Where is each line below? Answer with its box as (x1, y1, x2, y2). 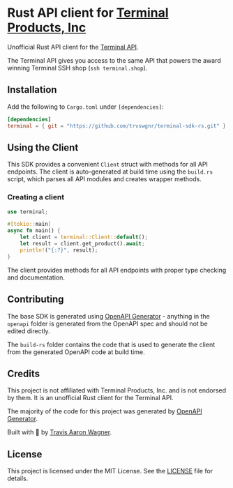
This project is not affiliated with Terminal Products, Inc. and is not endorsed (7, 386, 227, 395)
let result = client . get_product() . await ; (20, 241, 145, 247)
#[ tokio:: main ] (7, 221, 52, 228)
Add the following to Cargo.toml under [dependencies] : (7, 102, 164, 111)
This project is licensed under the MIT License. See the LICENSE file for (7, 467, 213, 475)
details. (7, 474, 29, 482)
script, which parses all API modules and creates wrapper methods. (7, 175, 202, 183)
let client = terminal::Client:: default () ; (20, 234, 149, 241)
